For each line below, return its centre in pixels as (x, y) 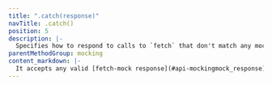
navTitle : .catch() (41, 23)
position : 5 (28, 31)
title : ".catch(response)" (54, 16)
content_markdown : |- (45, 62)
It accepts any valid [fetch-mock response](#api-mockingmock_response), (142, 69)
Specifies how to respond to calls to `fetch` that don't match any (134, 46)
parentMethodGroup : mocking (56, 53)
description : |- (36, 38)
